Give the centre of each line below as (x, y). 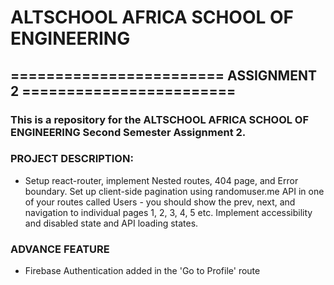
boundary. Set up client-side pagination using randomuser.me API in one (174, 191)
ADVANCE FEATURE (60, 249)
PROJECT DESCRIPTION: (72, 159)
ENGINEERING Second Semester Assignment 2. (128, 132)
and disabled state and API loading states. (111, 223)
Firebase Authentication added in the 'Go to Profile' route (142, 271)
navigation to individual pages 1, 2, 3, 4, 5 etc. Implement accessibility (168, 212)
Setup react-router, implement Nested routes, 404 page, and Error (161, 180)
